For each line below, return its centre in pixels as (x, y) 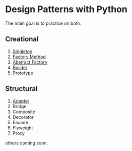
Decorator (23, 117)
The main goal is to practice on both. (43, 23)
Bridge (19, 106)
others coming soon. (27, 143)
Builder (20, 67)
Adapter (21, 101)
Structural (21, 89)
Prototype (23, 73)
